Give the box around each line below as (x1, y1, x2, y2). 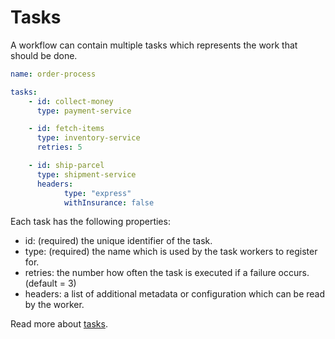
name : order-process (10, 69, 97, 79)
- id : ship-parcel (28, 161, 105, 171)
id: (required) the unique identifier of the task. (24, 235, 213, 247)
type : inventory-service (36, 133, 141, 143)
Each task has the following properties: (10, 216, 171, 228)
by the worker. (24, 299, 85, 311)
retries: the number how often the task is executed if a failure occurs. (24, 267, 310, 279)
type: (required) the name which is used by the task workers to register (24, 246, 318, 258)
